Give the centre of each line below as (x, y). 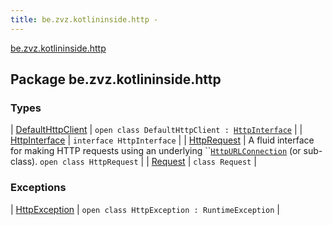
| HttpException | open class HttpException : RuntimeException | (145, 209)
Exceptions (38, 188)
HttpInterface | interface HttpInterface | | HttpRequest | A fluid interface (162, 140)
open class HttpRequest (89, 162)
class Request (222, 162)
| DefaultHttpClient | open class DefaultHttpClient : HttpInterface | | (156, 130)
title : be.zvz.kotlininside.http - (84, 19)
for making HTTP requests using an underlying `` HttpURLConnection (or (156, 151)
